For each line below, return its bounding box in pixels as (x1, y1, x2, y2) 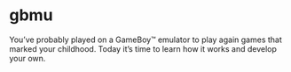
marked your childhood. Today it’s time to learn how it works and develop (9, 43, 278, 54)
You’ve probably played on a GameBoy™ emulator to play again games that (9, 34, 282, 45)
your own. (9, 53, 46, 63)
